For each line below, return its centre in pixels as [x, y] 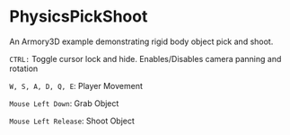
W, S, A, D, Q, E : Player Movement [76, 85]
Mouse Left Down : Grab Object [64, 103]
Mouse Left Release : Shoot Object [72, 121]
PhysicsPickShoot [79, 17]
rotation [24, 68]
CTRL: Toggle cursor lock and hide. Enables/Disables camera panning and [145, 58]
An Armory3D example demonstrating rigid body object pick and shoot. [141, 41]
